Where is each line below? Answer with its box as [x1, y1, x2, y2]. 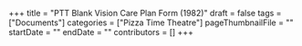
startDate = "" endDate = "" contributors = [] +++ [8, 27, 193, 37]
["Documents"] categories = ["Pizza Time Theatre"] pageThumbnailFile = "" [8, 17, 294, 28]
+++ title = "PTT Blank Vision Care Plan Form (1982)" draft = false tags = [8, 8, 282, 18]
